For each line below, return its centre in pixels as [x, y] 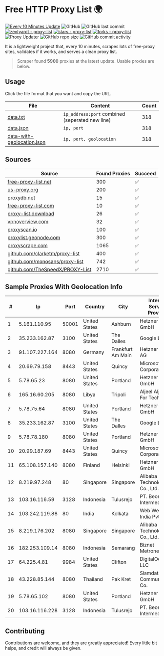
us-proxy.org [23, 189]
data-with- [21, 136]
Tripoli [119, 394]
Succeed [145, 173]
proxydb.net [21, 198]
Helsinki [121, 465]
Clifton [119, 562]
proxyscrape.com [28, 245]
